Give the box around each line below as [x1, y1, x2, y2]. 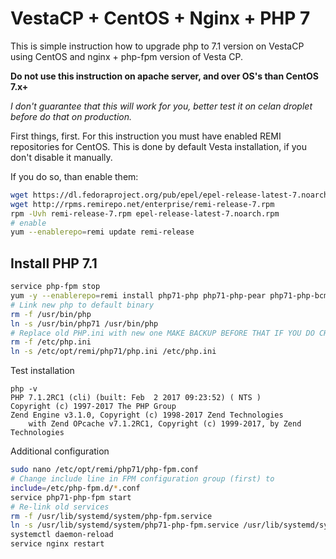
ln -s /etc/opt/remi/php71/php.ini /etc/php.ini [10, 347, 217, 357]
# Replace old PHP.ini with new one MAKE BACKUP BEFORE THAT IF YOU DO [10, 328, 315, 338]
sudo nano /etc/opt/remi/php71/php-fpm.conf [10, 465, 199, 475]
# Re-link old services [10, 502, 110, 512]
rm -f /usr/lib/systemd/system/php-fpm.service [10, 511, 213, 521]
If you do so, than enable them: [10, 170, 139, 182]
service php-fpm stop [10, 282, 101, 292]
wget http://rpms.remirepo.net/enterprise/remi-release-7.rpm [10, 199, 275, 209]
